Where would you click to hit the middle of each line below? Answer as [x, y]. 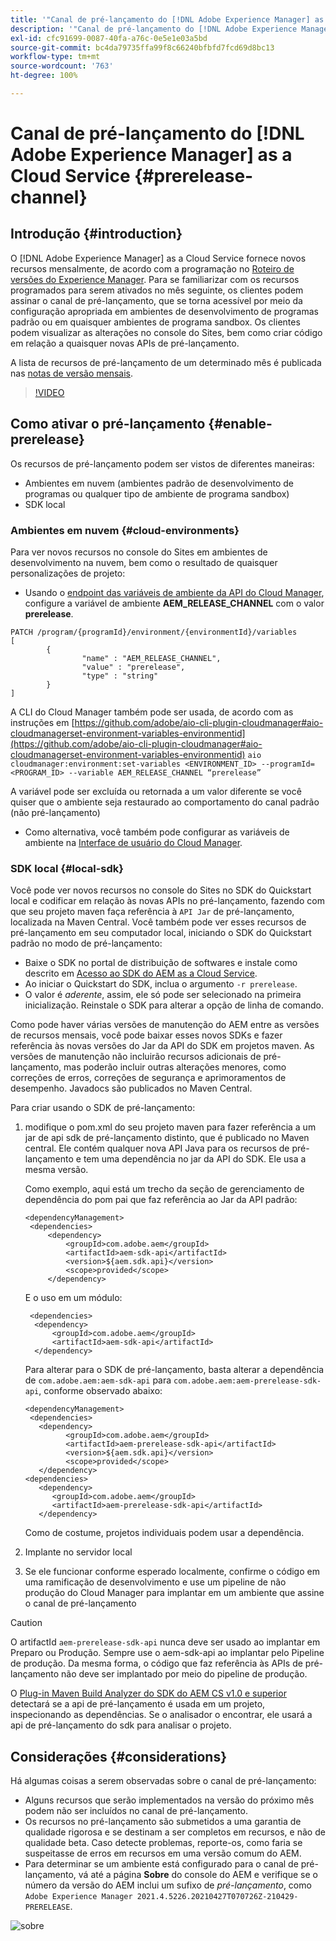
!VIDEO [49, 392]
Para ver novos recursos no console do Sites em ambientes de [139, 552]
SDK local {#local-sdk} [67, 868]
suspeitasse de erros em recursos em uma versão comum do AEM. [163, 1853]
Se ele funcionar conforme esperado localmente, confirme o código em [172, 1572]
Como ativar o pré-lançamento [108, 424]
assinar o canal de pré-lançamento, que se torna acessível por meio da [156, 300]
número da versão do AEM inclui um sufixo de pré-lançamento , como [168, 1885]
